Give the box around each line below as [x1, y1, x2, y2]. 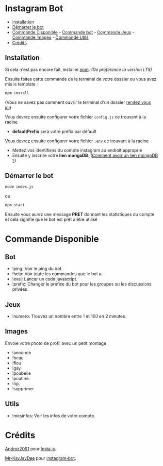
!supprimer [12, 385, 34, 391]
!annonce [12, 349, 32, 355]
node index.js [5, 184, 34, 189]
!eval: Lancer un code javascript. [12, 276, 78, 282]
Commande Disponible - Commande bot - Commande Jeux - [12, 29, 134, 35]
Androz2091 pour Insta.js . [5, 446, 57, 451]
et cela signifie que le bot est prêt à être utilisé [5, 216, 98, 222]
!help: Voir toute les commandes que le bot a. [12, 271, 103, 277]
